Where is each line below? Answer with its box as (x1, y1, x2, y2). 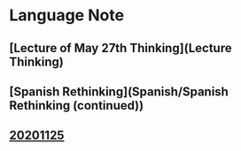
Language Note (9, 5, 125, 26)
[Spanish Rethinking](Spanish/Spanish (9, 84, 229, 99)
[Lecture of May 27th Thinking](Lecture (9, 41, 232, 56)
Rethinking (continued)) (9, 98, 144, 113)
